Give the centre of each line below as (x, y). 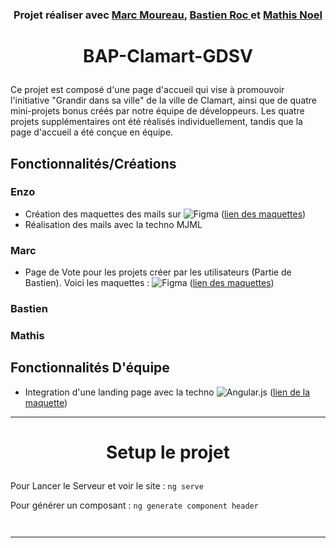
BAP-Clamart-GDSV (168, 56)
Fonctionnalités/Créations (93, 163)
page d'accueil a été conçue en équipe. (92, 132)
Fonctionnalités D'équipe (90, 368)
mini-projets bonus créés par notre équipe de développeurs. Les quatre (157, 111)
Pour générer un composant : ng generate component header (134, 505)
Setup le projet (168, 452)
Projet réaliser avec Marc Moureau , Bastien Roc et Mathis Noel (168, 15)
